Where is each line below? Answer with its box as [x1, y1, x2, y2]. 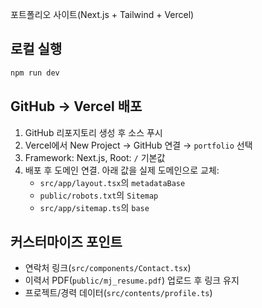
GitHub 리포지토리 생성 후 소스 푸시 [24, 126, 163, 138]
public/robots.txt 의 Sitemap [39, 189, 159, 201]
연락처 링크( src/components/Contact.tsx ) [24, 262, 192, 274]
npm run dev [10, 68, 60, 78]
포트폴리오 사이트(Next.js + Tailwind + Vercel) [10, 9, 195, 20]
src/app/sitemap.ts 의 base [39, 201, 150, 213]
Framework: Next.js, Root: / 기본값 [24, 151, 166, 163]
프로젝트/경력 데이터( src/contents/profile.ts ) [24, 287, 213, 299]
